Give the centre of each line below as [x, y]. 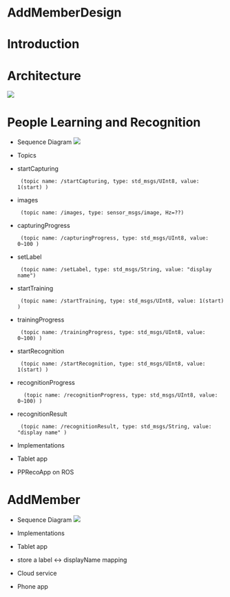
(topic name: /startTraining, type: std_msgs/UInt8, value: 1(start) [122, 301]
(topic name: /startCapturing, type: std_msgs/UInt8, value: [110, 181]
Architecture [44, 75]
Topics [27, 156]
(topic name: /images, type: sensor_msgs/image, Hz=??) [102, 213]
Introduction [43, 44]
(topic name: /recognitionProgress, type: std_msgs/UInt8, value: [121, 395]
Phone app [32, 587]
